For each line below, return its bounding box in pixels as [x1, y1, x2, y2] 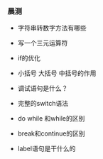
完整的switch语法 [17, 99, 69, 108]
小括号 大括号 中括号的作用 [17, 69, 97, 77]
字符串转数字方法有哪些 [17, 23, 87, 33]
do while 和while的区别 [17, 114, 85, 123]
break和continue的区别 [17, 129, 85, 138]
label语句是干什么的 [17, 144, 76, 153]
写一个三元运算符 [17, 39, 68, 48]
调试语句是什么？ [17, 84, 68, 93]
